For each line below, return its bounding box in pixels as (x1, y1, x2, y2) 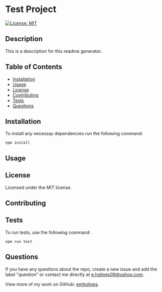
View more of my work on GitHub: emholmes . (5, 281, 99, 287)
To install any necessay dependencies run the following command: (5, 131, 143, 137)
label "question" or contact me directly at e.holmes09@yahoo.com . (5, 271, 144, 277)
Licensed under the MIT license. (5, 184, 72, 190)
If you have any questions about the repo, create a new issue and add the (5, 266, 157, 272)
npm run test (5, 239, 33, 244)
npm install (5, 140, 30, 145)
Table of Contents (5, 63, 63, 71)
